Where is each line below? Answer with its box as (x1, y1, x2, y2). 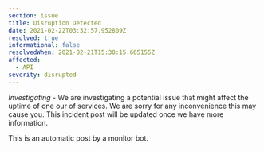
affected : (8, 56, 41, 64)
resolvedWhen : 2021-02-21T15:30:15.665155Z (8, 48, 156, 56)
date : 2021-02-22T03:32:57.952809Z (8, 26, 127, 34)
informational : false (8, 41, 81, 49)
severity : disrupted (8, 71, 77, 79)
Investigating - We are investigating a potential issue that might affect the (8, 92, 249, 102)
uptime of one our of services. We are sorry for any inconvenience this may (8, 101, 257, 110)
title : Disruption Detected (8, 19, 102, 27)
